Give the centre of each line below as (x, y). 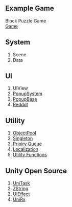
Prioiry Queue (27, 144)
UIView (20, 88)
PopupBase (25, 99)
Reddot (20, 105)
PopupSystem (27, 94)
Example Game (30, 8)
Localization (26, 149)
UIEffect (21, 194)
